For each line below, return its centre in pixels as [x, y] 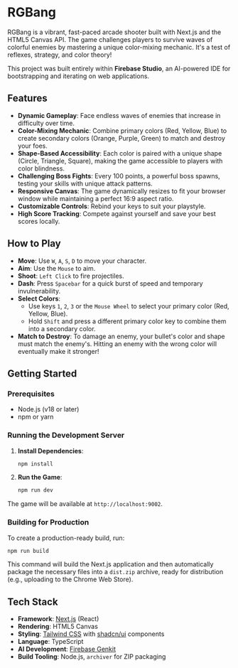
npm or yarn [36, 417]
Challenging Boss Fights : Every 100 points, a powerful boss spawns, [119, 176]
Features [27, 98]
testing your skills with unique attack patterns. [85, 183]
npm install [35, 464]
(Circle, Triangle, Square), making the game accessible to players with [120, 161]
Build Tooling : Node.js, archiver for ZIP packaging [92, 657]
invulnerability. [39, 291]
